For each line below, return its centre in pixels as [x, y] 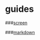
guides [20, 9]
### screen [16, 23]
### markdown [20, 32]
